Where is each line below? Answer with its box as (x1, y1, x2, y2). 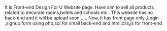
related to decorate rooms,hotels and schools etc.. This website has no (5, 9, 153, 15)
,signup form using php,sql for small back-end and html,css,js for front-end (5, 20, 162, 26)
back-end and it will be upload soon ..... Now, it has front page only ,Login (5, 15, 159, 20)
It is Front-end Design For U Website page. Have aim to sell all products (5, 4, 154, 10)
